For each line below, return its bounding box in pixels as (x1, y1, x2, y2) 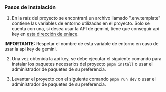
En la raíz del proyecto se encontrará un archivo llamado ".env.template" (11, 15, 161, 21)
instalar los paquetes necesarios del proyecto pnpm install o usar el (11, 61, 153, 67)
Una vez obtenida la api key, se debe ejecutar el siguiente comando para (11, 56, 162, 62)
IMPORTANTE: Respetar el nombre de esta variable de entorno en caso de (4, 41, 159, 47)
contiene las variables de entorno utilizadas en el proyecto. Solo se (11, 20, 150, 26)
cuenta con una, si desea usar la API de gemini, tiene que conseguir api (11, 26, 159, 32)
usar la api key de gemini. (4, 46, 57, 52)
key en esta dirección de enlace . (11, 31, 79, 37)
